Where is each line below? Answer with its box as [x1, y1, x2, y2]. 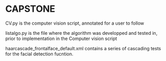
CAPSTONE [5, 3, 56, 15]
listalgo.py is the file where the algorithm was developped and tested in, [5, 30, 158, 36]
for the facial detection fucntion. [5, 51, 73, 57]
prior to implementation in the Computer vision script [5, 35, 117, 42]
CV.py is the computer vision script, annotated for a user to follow [5, 20, 144, 26]
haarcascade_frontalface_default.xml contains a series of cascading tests [5, 45, 161, 51]
